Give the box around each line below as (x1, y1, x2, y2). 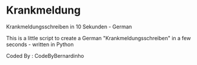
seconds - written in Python (6, 41, 74, 48)
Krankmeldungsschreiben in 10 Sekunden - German (6, 23, 132, 30)
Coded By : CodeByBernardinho (6, 52, 85, 59)
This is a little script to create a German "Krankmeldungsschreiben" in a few (6, 34, 191, 41)
